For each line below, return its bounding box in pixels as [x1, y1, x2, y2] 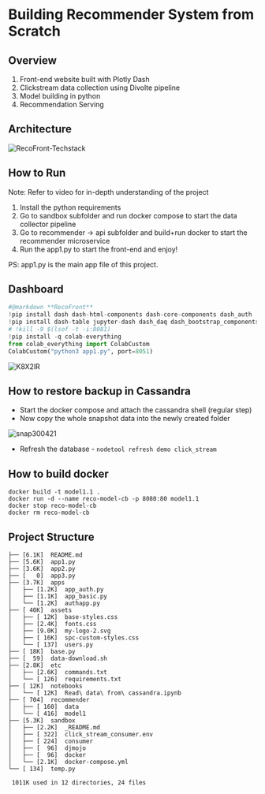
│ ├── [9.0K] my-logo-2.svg [8, 627, 111, 635]
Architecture [8, 122, 73, 136]
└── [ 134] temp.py [8, 765, 77, 773]
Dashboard [8, 282, 64, 296]
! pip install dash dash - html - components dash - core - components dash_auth [8, 311, 252, 319]
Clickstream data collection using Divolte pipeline [19, 83, 181, 92]
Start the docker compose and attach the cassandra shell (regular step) [19, 405, 252, 415]
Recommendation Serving [19, 100, 104, 109]
